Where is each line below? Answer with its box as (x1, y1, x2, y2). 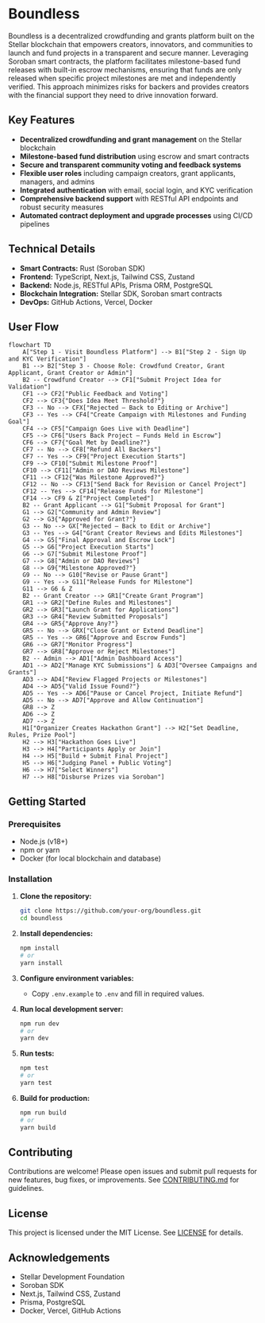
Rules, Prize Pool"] (8, 732, 77, 740)
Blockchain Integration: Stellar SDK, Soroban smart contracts (19, 288, 222, 299)
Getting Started (8, 794, 86, 808)
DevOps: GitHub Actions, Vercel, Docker (19, 297, 153, 306)
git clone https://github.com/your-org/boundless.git (19, 907, 202, 915)
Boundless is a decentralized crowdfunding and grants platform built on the (8, 31, 255, 41)
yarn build (19, 1123, 56, 1131)
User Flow (8, 320, 60, 334)
